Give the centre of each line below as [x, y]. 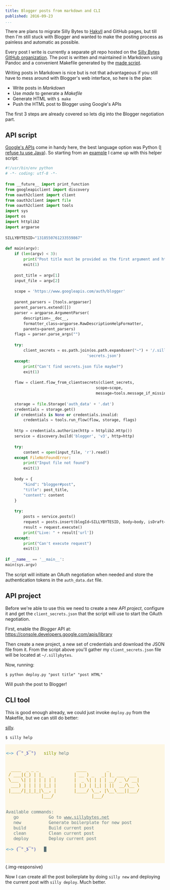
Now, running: [20, 665]
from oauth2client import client [40, 195]
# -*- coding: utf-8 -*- [31, 174]
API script [21, 135]
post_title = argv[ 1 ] [37, 275]
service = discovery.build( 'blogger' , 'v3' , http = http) [75, 436]
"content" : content [44, 495]
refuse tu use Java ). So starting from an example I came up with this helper [84, 153]
